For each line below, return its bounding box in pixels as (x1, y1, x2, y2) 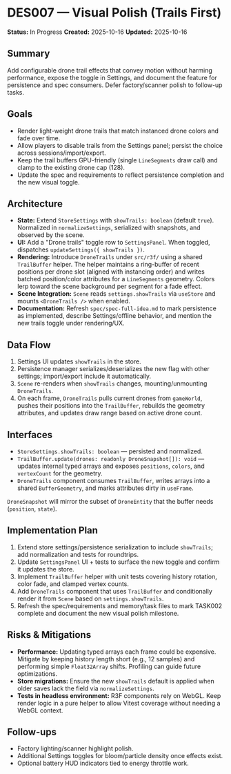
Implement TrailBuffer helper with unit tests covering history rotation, (17, 572, 217, 580)
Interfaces (7, 428, 53, 440)
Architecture (7, 198, 63, 209)
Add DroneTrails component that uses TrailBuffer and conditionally (17, 587, 212, 595)
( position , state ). (7, 504, 57, 513)
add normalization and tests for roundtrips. (17, 550, 139, 558)
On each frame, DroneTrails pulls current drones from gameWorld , (17, 394, 203, 402)
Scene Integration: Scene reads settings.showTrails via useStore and (17, 290, 216, 298)
